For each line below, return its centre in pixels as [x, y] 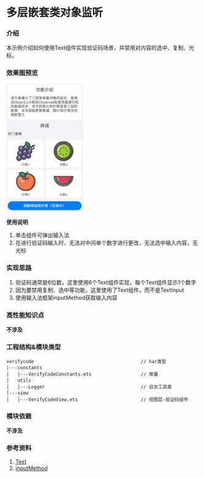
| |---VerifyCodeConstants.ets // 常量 [82, 374]
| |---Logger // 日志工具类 [89, 387]
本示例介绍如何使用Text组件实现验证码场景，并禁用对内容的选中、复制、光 [100, 48]
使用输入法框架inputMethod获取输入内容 [66, 298]
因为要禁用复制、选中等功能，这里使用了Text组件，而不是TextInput [100, 290]
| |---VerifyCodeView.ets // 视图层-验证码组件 [97, 399]
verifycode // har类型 [86, 361]
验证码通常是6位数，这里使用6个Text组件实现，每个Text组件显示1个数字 [106, 283]
